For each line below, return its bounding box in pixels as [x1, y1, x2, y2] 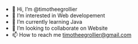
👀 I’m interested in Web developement [11, 12, 105, 19]
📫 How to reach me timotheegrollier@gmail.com [11, 32, 132, 38]
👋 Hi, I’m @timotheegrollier [11, 6, 77, 12]
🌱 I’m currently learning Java [11, 18, 83, 25]
